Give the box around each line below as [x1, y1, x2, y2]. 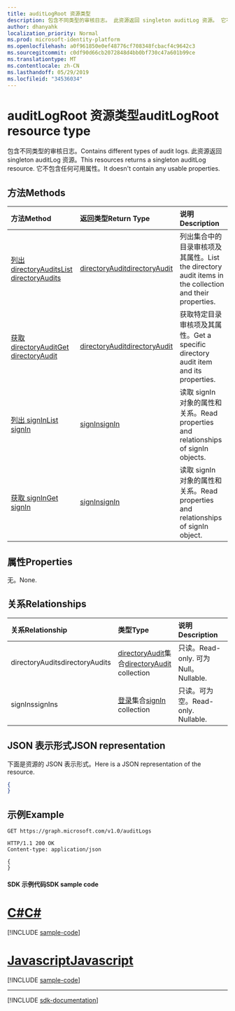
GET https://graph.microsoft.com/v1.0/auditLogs [7, 828, 152, 835]
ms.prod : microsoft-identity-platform [7, 36, 120, 43]
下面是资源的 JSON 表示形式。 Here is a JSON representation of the [7, 760, 201, 768]
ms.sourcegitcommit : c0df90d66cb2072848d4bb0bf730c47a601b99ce [7, 50, 196, 57]
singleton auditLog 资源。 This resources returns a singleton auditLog [7, 155, 206, 164]
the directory [179, 262, 222, 271]
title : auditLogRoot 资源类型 [7, 10, 91, 17]
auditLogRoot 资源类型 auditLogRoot [7, 108, 219, 123]
